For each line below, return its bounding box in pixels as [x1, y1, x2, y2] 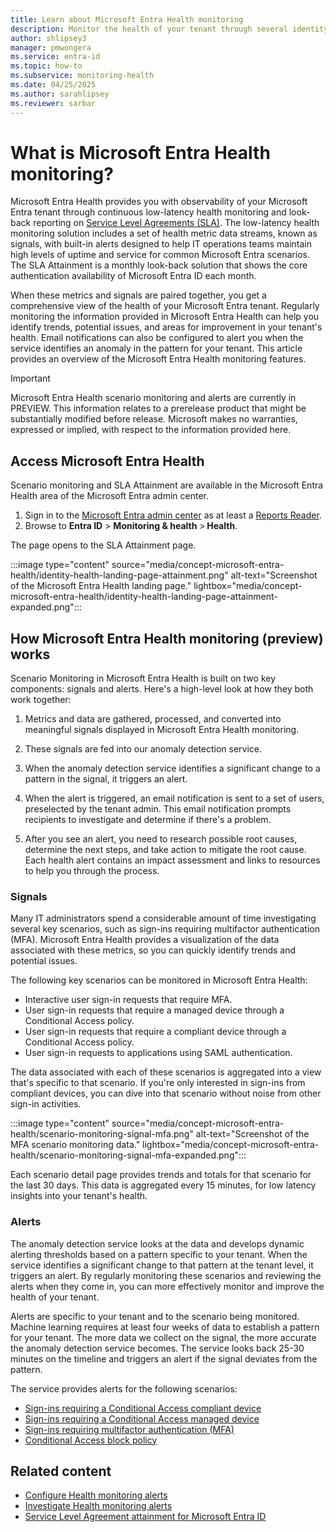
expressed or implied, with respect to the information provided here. [10, 424, 292, 436]
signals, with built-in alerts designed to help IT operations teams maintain [10, 238, 313, 250]
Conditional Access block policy [24, 1434, 158, 1446]
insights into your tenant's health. [10, 1190, 148, 1202]
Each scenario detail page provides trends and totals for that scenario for [10, 1169, 312, 1181]
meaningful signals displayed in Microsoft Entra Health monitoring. [24, 724, 300, 736]
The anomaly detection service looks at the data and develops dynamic [10, 1237, 305, 1250]
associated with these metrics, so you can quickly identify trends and [10, 944, 297, 956]
